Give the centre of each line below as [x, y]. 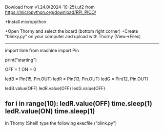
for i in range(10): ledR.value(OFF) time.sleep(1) [79, 104]
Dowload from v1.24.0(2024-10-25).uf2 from [50, 7]
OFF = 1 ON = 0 [21, 69]
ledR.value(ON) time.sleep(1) [50, 111]
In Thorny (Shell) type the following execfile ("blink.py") [61, 123]
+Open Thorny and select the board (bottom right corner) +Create [72, 31]
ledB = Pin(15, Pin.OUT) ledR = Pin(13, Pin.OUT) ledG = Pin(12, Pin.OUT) [77, 79]
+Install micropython [26, 22]
